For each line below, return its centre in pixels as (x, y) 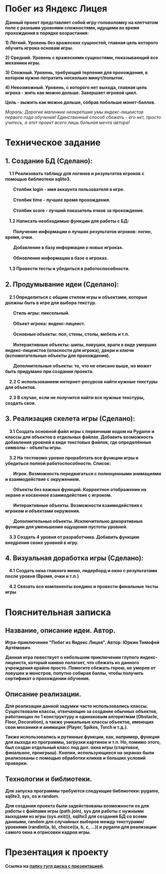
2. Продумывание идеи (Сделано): (62, 285)
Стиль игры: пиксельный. (41, 313)
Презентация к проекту (57, 852)
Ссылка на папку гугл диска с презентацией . (55, 866)
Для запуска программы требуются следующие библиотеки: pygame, (83, 791)
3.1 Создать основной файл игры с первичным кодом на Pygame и (82, 431)
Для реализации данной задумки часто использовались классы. (77, 706)
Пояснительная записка (58, 612)
